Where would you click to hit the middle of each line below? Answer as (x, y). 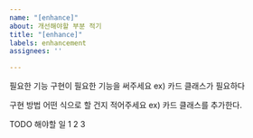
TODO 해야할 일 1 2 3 (47, 124)
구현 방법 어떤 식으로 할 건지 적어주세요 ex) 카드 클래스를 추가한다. (126, 106)
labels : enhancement (48, 43)
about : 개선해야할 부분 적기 (56, 26)
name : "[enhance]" (44, 18)
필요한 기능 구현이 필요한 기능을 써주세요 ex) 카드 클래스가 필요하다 (127, 86)
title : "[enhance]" (46, 34)
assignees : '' (36, 51)
